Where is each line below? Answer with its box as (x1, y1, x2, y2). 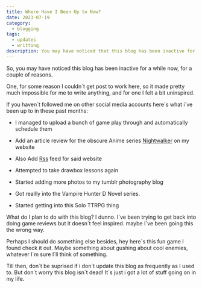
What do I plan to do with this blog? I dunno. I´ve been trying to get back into (6, 213, 197, 221)
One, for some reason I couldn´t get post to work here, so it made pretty (6, 83, 185, 90)
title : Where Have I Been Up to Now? (6, 8, 101, 15)
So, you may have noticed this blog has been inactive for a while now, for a (6, 64, 192, 72)
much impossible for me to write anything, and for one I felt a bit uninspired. (6, 89, 195, 96)
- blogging (11, 25, 39, 32)
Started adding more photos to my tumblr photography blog (14, 178, 164, 186)
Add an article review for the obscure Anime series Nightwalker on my (14, 137, 190, 144)
